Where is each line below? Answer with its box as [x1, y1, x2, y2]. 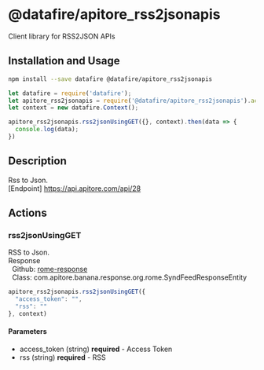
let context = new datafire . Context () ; [8, 104, 139, 112]
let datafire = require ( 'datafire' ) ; [8, 89, 132, 97]
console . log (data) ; [15, 126, 79, 134]
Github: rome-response [11, 265, 88, 274]
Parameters [8, 327, 47, 336]
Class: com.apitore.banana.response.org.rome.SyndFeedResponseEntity [11, 273, 247, 282]
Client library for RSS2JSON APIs [8, 31, 115, 41]
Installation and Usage [8, 54, 120, 68]
